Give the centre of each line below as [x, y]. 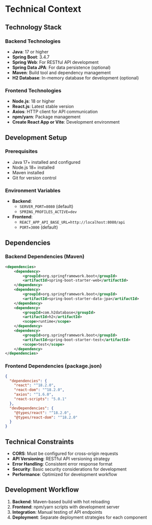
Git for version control [34, 178]
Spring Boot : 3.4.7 [31, 57]
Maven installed [28, 172]
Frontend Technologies [33, 90]
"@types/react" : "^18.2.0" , [42, 413]
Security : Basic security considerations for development [69, 469]
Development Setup [36, 138]
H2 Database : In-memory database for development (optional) [76, 78]
